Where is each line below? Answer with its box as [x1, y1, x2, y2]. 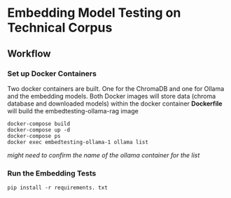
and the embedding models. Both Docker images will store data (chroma [7, 92, 216, 100]
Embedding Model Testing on [7, 5, 181, 21]
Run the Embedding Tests [7, 168, 97, 178]
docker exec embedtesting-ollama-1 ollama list [7, 139, 149, 146]
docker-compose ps [7, 132, 61, 139]
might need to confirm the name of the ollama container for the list [7, 150, 200, 159]
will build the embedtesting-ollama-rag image [7, 106, 139, 115]
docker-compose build [7, 120, 71, 127]
